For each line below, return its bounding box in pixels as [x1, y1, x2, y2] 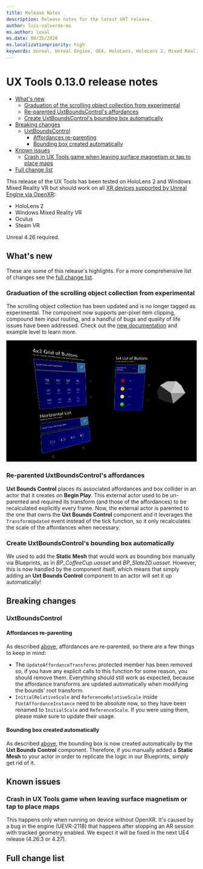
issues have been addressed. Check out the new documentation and [6, 321, 178, 329]
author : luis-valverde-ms [6, 22, 71, 29]
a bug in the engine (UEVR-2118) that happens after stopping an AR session [6, 822, 195, 830]
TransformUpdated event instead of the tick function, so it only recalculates [6, 517, 191, 525]
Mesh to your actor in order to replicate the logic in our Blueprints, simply [6, 753, 189, 760]
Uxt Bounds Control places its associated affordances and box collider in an [6, 485, 196, 492]
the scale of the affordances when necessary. [6, 523, 121, 531]
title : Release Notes [6, 10, 61, 16]
